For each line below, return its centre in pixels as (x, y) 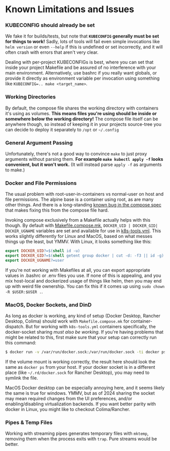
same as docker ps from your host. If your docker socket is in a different (80, 367)
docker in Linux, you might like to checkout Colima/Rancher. (68, 409)
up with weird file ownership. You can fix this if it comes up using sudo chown (85, 286)
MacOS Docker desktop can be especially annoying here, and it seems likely (85, 388)
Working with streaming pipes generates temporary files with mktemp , (77, 433)
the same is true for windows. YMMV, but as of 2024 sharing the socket (80, 393)
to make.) (15, 170)
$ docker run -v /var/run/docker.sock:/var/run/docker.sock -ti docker (82, 352)
